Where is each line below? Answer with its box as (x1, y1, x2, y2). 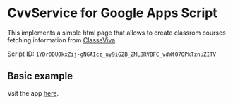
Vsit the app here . (7, 88, 59, 97)
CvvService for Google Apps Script (7, 5, 217, 21)
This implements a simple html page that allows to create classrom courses (7, 28, 226, 37)
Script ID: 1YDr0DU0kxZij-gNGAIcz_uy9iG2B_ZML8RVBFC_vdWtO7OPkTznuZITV (7, 50, 217, 58)
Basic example (7, 70, 73, 82)
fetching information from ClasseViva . (7, 35, 118, 44)
